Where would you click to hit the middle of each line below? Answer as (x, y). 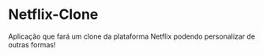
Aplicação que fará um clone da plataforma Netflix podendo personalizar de (131, 36)
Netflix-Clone (53, 15)
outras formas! (32, 44)
